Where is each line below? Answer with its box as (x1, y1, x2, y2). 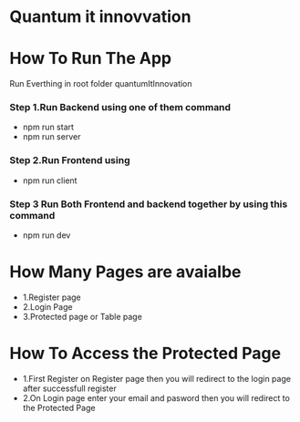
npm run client (22, 175, 78, 186)
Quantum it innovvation (9, 6, 191, 27)
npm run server (22, 131, 81, 142)
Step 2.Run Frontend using (9, 154, 130, 167)
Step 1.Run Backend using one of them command (9, 101, 231, 114)
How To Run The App (9, 48, 171, 69)
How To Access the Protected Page (9, 344, 281, 364)
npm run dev (22, 230, 71, 241)
